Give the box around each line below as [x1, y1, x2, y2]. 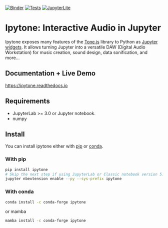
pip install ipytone [5, 167, 48, 172]
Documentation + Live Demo [5, 69, 96, 77]
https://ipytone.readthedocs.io [5, 82, 68, 88]
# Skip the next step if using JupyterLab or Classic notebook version [5, 171, 157, 177]
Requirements [5, 97, 50, 105]
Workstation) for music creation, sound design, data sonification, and [5, 49, 148, 55]
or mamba [5, 208, 26, 214]
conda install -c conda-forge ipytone [5, 199, 86, 204]
